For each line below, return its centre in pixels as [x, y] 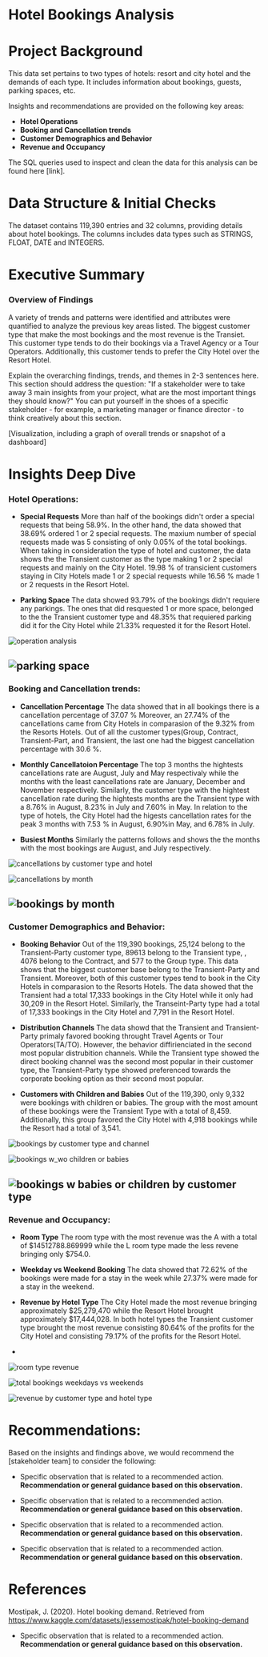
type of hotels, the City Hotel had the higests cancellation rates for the [136, 815]
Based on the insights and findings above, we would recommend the [121, 1453]
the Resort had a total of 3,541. [70, 1128]
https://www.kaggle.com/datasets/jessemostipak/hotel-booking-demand [129, 1620]
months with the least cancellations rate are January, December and [132, 781]
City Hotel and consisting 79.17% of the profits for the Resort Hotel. [130, 1336]
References [47, 1589]
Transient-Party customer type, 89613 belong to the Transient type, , [133, 953]
